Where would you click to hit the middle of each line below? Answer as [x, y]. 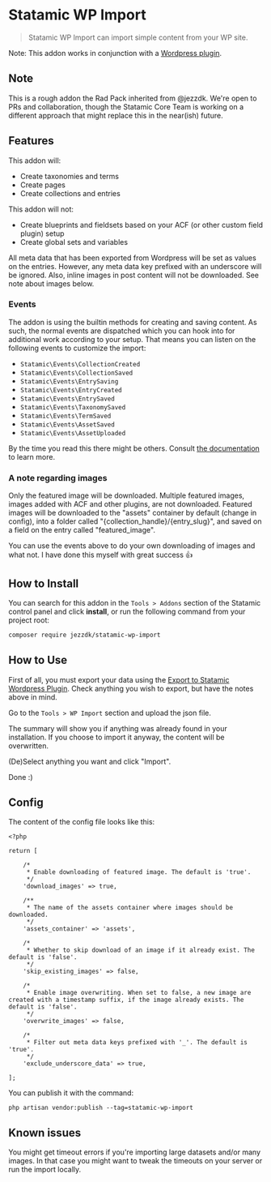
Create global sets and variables [74, 242]
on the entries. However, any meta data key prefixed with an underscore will [135, 266]
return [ [23, 851]
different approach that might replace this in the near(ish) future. [116, 115]
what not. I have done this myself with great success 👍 [101, 555]
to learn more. [32, 456]
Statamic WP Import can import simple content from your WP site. [138, 37]
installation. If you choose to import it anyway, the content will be [116, 737]
